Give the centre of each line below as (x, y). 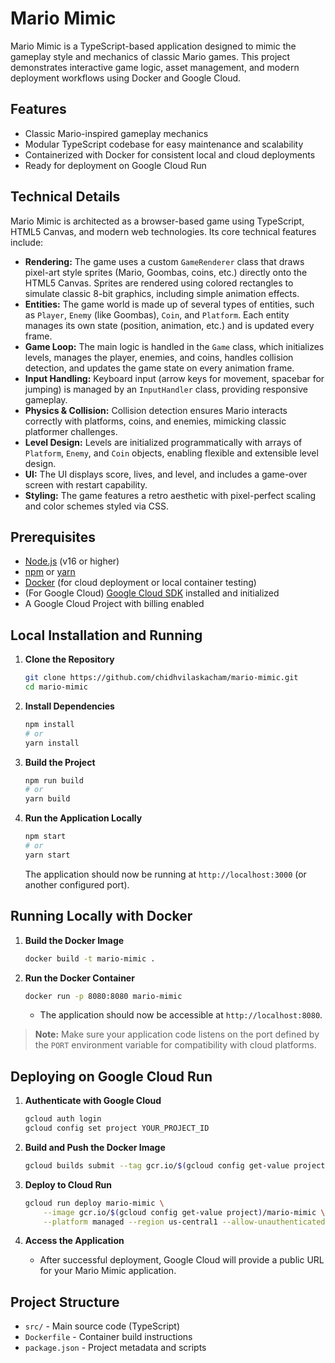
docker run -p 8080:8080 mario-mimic (103, 996)
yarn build (47, 799)
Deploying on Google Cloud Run (111, 1076)
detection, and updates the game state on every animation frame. (159, 368)
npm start (45, 837)
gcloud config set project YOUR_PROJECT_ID (117, 1128)
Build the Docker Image (74, 940)
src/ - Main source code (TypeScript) (102, 1326)
